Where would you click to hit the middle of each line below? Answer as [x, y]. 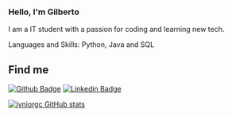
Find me [29, 70]
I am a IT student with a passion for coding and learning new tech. [116, 29]
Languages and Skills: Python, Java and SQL [81, 45]
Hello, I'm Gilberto [44, 12]
